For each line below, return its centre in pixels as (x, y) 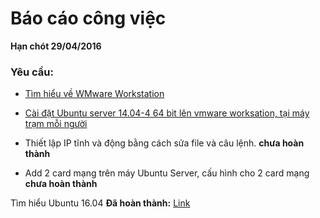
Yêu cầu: (32, 72)
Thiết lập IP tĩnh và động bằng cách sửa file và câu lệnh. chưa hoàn (164, 143)
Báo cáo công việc (88, 18)
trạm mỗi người (56, 124)
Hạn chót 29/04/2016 (56, 46)
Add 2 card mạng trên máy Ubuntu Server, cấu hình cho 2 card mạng (167, 173)
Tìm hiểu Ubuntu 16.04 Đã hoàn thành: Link (100, 203)
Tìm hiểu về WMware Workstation (94, 94)
